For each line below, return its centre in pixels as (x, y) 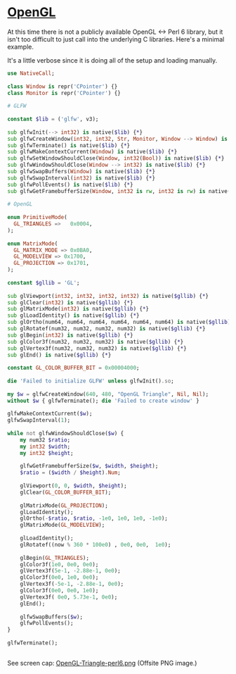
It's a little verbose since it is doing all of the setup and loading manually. (112, 60)
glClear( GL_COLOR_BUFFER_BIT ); (66, 492)
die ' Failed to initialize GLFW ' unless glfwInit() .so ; (91, 381)
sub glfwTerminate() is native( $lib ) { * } (69, 145)
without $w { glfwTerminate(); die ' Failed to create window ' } (103, 401)
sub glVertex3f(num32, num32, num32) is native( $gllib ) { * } (97, 348)
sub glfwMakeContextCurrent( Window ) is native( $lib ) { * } (92, 152)
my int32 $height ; (47, 453)
